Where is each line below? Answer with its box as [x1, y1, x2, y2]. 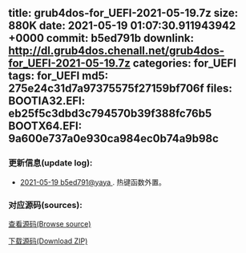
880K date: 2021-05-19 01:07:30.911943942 [8, 19, 236, 33]
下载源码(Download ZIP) [8, 236, 88, 246]
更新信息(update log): [8, 157, 93, 169]
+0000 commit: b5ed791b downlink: [8, 31, 195, 45]
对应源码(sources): [8, 199, 83, 210]
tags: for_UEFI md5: [8, 69, 109, 83]
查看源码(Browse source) [8, 218, 91, 228]
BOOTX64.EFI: [8, 120, 83, 133]
